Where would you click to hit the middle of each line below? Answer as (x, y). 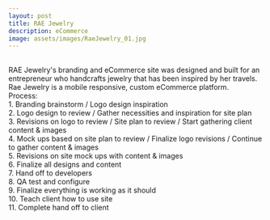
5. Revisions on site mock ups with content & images (96, 156)
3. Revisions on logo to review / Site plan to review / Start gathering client (131, 121)
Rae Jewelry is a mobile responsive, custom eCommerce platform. (119, 87)
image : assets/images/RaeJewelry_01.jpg (78, 38)
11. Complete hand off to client (59, 208)
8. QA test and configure (49, 182)
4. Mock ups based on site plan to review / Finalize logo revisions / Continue (135, 139)
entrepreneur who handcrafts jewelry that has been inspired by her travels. (133, 78)
